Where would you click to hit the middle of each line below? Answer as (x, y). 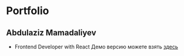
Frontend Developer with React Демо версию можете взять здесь (96, 47)
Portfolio (28, 11)
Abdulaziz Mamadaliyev (51, 33)
